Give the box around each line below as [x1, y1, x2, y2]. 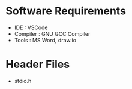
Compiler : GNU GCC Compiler [14, 30, 91, 37]
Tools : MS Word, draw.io [14, 36, 76, 44]
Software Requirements [5, 4, 127, 18]
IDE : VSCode [14, 24, 48, 31]
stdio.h [14, 77, 32, 84]
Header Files [5, 58, 70, 71]
